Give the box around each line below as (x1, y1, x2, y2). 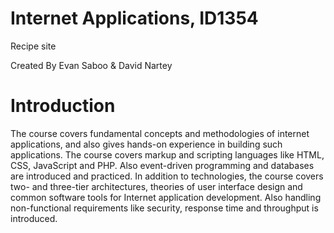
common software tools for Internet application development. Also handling (10, 191, 322, 203)
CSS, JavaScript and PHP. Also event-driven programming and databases (10, 159, 315, 171)
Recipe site (10, 40, 57, 52)
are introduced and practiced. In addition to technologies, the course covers (10, 170, 324, 182)
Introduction (10, 95, 116, 117)
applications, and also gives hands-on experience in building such (10, 138, 283, 150)
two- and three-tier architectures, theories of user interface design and (10, 180, 303, 192)
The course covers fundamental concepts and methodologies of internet (10, 127, 310, 139)
